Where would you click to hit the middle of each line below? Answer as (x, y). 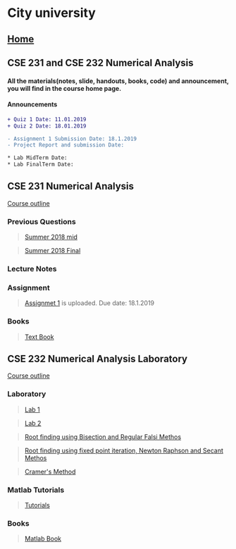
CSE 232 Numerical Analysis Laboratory (98, 359)
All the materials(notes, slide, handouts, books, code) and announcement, (118, 81)
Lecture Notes (32, 269)
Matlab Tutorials (36, 490)
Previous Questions (42, 221)
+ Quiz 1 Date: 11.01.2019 (47, 119)
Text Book (39, 337)
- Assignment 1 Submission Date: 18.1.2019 (72, 139)
